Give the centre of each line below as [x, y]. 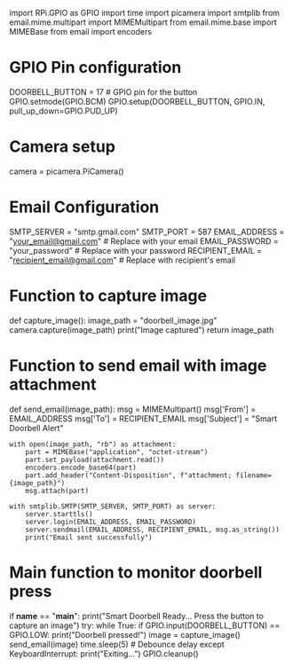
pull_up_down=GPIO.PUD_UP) [63, 111]
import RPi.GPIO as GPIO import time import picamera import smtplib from [144, 13]
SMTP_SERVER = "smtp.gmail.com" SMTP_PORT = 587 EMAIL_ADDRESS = [147, 232]
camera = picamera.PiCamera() [67, 171]
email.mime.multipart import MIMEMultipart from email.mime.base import [143, 22]
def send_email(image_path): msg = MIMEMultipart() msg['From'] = [133, 409]
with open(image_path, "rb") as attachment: [93, 444]
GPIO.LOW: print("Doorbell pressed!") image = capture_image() [125, 634]
